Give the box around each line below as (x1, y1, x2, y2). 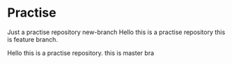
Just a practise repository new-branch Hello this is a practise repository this (7, 28, 226, 36)
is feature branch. (7, 35, 58, 43)
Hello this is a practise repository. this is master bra (7, 49, 155, 57)
